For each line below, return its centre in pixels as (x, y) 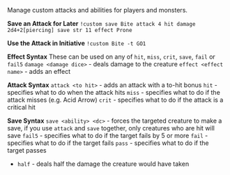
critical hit (22, 107)
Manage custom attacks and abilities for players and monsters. (98, 10)
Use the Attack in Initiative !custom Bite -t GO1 (77, 43)
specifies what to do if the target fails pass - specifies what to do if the (108, 143)
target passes (27, 150)
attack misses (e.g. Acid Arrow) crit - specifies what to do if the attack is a (115, 100)
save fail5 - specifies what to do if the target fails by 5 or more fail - (108, 136)
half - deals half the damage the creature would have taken (103, 164)
